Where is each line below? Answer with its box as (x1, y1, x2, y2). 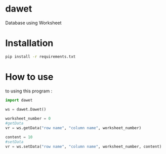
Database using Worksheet (5, 20, 62, 26)
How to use (5, 71, 54, 82)
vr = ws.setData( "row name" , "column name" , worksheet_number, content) (5, 144, 162, 149)
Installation (5, 37, 54, 49)
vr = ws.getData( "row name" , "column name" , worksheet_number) (5, 126, 142, 131)
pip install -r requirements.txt (5, 54, 76, 59)
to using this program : (5, 88, 53, 94)
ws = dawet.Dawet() (5, 107, 47, 112)
